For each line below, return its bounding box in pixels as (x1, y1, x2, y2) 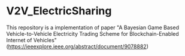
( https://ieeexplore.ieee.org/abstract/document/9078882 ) (6, 43, 148, 50)
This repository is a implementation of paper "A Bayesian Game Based (6, 24, 180, 31)
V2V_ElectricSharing (6, 4, 112, 18)
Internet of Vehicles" (6, 36, 57, 43)
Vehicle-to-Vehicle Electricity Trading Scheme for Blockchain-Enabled (6, 30, 180, 37)
